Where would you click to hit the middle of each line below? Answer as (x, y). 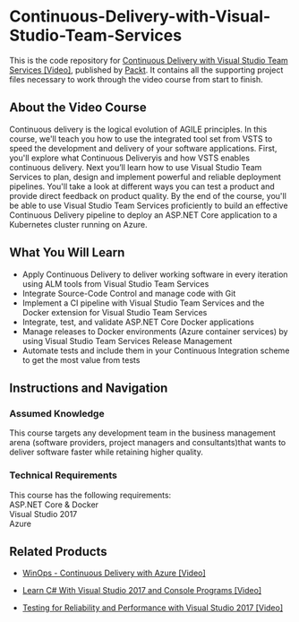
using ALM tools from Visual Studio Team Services (115, 283)
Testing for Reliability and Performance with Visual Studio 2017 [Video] (153, 608)
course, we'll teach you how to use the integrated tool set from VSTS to (141, 138)
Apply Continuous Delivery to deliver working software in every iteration (155, 274)
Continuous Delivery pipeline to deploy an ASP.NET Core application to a (143, 215)
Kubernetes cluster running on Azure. (78, 224)
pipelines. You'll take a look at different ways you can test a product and (142, 186)
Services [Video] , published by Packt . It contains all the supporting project (146, 70)
